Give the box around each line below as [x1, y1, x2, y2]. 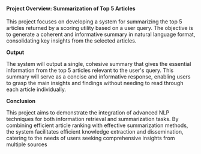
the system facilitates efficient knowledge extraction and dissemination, [6, 128, 184, 135]
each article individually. [6, 86, 66, 93]
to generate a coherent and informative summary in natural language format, [6, 31, 196, 38]
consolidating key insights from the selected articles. [6, 37, 137, 44]
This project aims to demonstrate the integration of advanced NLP [6, 109, 170, 116]
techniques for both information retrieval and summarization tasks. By [6, 116, 179, 123]
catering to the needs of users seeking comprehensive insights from [6, 135, 175, 142]
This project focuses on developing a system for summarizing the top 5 [6, 18, 182, 25]
